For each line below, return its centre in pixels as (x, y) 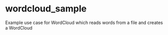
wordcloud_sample (46, 9)
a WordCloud (19, 27)
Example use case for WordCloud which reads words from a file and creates (84, 22)
